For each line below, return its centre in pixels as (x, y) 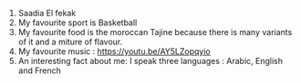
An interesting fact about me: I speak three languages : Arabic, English (150, 61)
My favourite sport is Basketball (78, 23)
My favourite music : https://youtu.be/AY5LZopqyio (114, 51)
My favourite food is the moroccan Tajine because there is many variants (155, 32)
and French (40, 70)
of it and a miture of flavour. (70, 41)
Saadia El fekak (47, 13)
